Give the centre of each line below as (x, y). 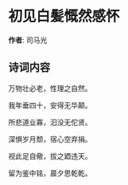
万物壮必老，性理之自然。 (50, 88)
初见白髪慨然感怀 (64, 16)
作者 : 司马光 (28, 40)
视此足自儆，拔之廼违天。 (50, 155)
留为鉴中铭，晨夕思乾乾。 (50, 173)
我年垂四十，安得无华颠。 (50, 105)
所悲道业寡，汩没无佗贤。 (50, 122)
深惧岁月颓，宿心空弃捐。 (50, 139)
